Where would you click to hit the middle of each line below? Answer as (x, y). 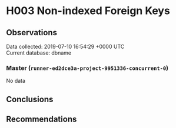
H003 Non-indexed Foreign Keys (88, 11)
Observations (32, 33)
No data (16, 81)
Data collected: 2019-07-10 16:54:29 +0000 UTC (65, 46)
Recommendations (41, 119)
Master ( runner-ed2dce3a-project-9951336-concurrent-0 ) (87, 68)
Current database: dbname (39, 53)
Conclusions (30, 99)
